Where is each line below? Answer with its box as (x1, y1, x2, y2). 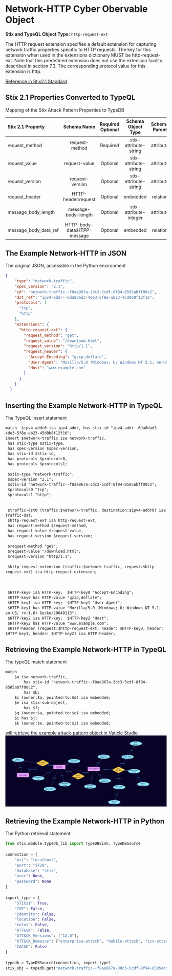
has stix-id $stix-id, (7, 451, 56, 457)
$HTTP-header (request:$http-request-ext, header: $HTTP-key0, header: (7, 626, 164, 631)
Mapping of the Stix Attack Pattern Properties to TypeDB (5, 106, 124, 113)
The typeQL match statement (5, 659, 67, 665)
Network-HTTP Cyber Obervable (5, 3, 148, 15)
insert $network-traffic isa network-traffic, (5, 436, 106, 441)
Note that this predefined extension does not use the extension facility (14, 57, 163, 63)
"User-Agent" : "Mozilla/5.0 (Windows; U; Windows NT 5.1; (28, 360, 155, 365)
